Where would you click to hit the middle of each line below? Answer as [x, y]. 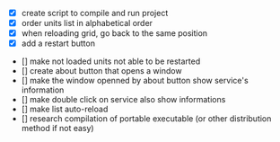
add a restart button [58, 43]
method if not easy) [58, 129]
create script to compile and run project [95, 13]
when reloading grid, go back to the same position [114, 33]
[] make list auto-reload [65, 109]
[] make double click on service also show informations [123, 100]
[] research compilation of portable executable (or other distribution [146, 119]
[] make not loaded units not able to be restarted [111, 61]
